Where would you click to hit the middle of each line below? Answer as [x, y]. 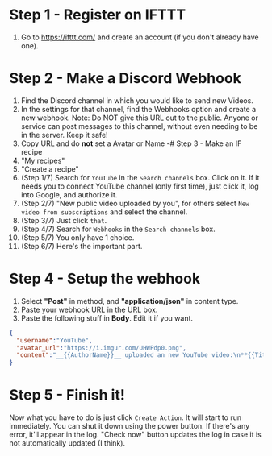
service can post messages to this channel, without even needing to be [139, 126]
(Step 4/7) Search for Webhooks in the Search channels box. [118, 229]
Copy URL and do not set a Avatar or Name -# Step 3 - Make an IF [131, 143]
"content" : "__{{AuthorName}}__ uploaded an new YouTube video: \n [129, 355]
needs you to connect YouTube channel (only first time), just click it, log [140, 186]
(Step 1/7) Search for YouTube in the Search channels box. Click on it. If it [140, 177]
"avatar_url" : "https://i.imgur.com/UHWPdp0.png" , [101, 348]
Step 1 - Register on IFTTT [98, 15]
